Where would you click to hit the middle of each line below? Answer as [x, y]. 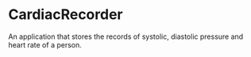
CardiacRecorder [66, 15]
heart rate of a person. [45, 44]
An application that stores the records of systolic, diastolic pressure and [126, 36]
